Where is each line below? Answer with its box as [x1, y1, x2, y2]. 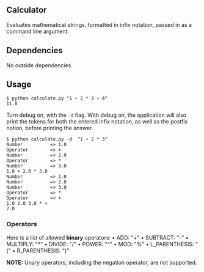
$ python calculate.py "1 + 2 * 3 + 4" [6, 95, 108, 101]
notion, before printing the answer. [6, 125, 93, 132]
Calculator [6, 5, 47, 15]
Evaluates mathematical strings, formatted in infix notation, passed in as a [6, 21, 192, 28]
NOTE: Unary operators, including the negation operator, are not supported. [6, 259, 197, 266]
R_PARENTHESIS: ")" [16, 247, 70, 254]
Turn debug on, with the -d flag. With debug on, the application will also [6, 111, 187, 119]
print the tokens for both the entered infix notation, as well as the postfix [6, 118, 188, 125]
